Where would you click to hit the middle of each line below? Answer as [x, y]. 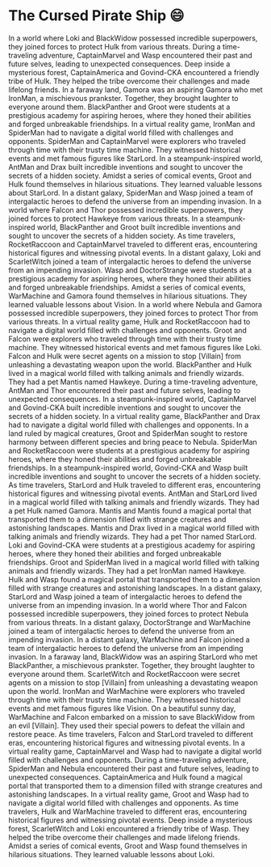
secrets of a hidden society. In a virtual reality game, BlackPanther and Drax [134, 416]
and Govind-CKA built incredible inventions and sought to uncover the [125, 408]
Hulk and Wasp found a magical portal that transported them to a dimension [134, 579]
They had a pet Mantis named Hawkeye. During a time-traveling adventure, [133, 382]
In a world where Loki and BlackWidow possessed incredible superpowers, [133, 38]
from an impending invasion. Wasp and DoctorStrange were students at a [130, 270]
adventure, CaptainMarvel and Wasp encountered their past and [146, 55]
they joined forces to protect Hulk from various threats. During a [115, 46]
